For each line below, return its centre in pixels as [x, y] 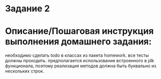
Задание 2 [28, 9]
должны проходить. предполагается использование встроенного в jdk [80, 61]
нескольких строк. [25, 71]
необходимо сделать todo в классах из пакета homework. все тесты [77, 55]
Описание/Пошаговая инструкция [80, 31]
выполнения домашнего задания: [78, 42]
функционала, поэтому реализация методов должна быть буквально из [81, 66]
